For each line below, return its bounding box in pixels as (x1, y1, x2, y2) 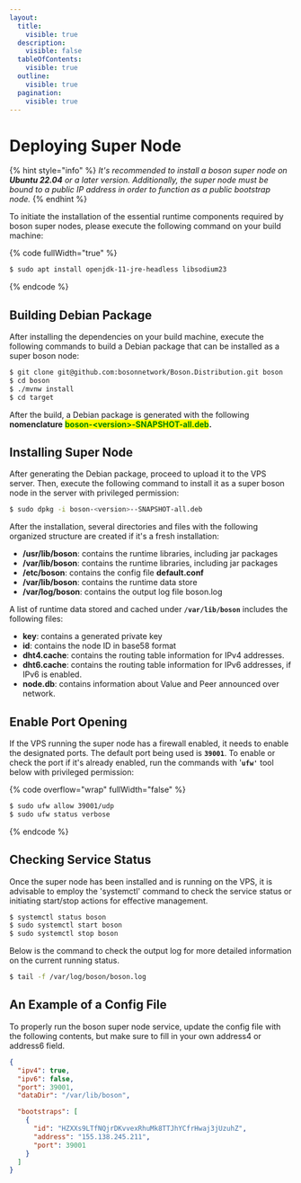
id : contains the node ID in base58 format (22, 640, 177, 652)
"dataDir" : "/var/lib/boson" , (17, 1091, 130, 1100)
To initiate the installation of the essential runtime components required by (9, 211, 285, 222)
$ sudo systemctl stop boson (9, 929, 119, 938)
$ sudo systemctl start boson (9, 921, 123, 930)
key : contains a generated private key (22, 631, 164, 642)
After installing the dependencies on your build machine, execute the (9, 332, 264, 342)
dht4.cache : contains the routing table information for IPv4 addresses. (22, 650, 285, 661)
